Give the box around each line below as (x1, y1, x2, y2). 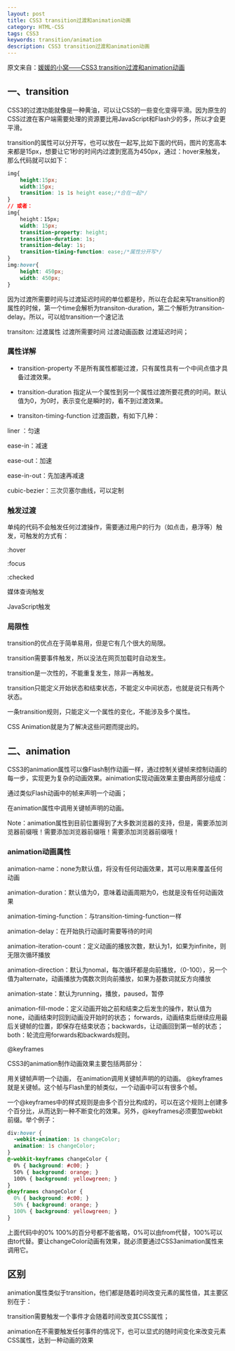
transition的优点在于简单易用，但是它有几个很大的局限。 (7, 639, 170, 647)
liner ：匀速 (7, 426, 41, 435)
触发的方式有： (25, 532, 69, 540)
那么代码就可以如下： (7, 156, 69, 164)
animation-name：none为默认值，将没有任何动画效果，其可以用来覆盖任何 (7, 864, 223, 873)
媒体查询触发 (7, 588, 44, 596)
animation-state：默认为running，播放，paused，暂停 (7, 989, 164, 998)
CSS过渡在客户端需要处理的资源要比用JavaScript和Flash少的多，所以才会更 (7, 114, 226, 123)
